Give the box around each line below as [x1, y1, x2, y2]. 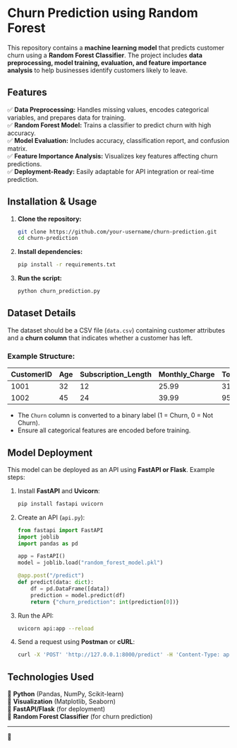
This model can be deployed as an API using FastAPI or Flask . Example [7, 465, 215, 473]
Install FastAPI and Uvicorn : [17, 486, 100, 495]
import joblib [17, 533, 59, 541]
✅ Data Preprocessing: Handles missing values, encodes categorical [7, 105, 209, 114]
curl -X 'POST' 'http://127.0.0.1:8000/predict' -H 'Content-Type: [17, 651, 221, 659]
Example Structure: [7, 351, 75, 361]
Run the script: [17, 274, 62, 282]
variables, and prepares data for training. [7, 113, 126, 122]
